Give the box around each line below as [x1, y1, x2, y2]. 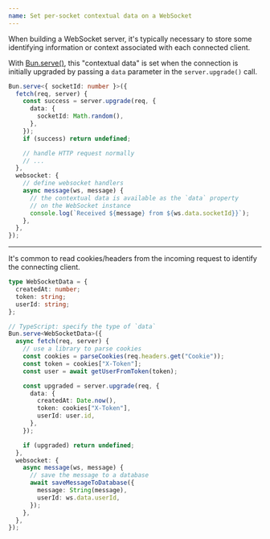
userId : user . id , [37, 412, 95, 420]
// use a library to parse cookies [22, 345, 142, 353]
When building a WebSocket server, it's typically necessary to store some [8, 34, 252, 44]
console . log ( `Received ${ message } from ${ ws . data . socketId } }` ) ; [29, 209, 250, 218]
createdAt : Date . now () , [37, 396, 117, 405]
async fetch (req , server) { [15, 338, 110, 346]
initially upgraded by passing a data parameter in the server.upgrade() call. [8, 66, 258, 77]
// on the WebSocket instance [29, 201, 131, 209]
